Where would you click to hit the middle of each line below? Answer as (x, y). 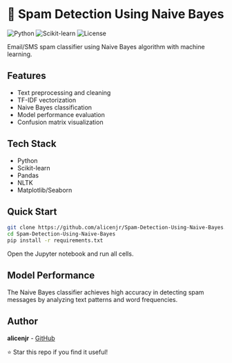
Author (22, 321)
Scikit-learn (33, 168)
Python (27, 160)
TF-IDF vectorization (47, 100)
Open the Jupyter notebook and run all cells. (70, 254)
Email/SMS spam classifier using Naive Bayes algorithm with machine (106, 46)
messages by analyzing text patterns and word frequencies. (93, 299)
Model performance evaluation (61, 114)
